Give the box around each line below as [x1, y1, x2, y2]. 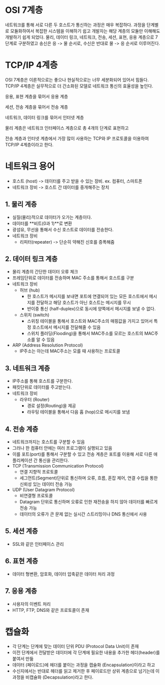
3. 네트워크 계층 [5, 364, 50, 372]
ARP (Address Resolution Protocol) [12, 342, 83, 348]
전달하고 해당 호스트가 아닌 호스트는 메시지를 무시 [36, 300, 132, 305]
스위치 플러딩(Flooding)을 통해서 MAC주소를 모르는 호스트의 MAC [27, 331, 155, 337]
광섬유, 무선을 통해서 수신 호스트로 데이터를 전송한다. [12, 226, 114, 232]
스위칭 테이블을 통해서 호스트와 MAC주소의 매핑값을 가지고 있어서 [27, 318, 153, 324]
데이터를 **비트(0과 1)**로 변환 [12, 220, 72, 226]
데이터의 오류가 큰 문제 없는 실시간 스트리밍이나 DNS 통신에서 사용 [19, 511, 147, 517]
